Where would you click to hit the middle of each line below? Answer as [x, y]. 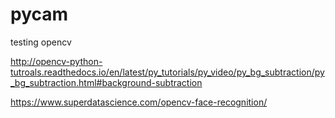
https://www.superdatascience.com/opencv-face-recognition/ [139, 102]
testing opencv [41, 42]
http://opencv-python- [56, 61]
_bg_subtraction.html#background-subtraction [106, 82]
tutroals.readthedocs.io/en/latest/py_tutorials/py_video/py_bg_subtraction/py [167, 72]
